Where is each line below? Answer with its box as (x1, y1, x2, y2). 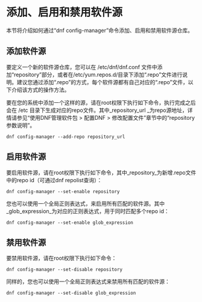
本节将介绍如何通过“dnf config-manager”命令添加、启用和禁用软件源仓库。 (6, 27, 194, 34)
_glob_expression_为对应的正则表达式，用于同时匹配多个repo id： (6, 207, 170, 215)
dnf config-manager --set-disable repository (6, 267, 122, 273)
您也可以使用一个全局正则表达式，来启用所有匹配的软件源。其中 (6, 200, 165, 207)
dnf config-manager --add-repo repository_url (6, 134, 125, 140)
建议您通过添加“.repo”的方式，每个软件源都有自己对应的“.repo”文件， (16, 78, 189, 85)
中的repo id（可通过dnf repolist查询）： (6, 176, 103, 183)
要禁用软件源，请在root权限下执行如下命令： (6, 255, 117, 262)
